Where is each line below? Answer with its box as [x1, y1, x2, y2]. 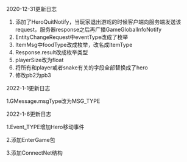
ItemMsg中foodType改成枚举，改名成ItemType [15, 41, 133, 48]
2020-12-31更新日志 [6, 5, 57, 12]
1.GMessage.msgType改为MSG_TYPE [6, 97, 101, 105]
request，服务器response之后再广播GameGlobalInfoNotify [15, 26, 162, 33]
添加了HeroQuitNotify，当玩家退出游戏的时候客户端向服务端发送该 [15, 18, 182, 26]
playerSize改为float [15, 57, 64, 63]
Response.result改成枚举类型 [15, 49, 88, 56]
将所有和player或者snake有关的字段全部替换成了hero [15, 64, 148, 71]
